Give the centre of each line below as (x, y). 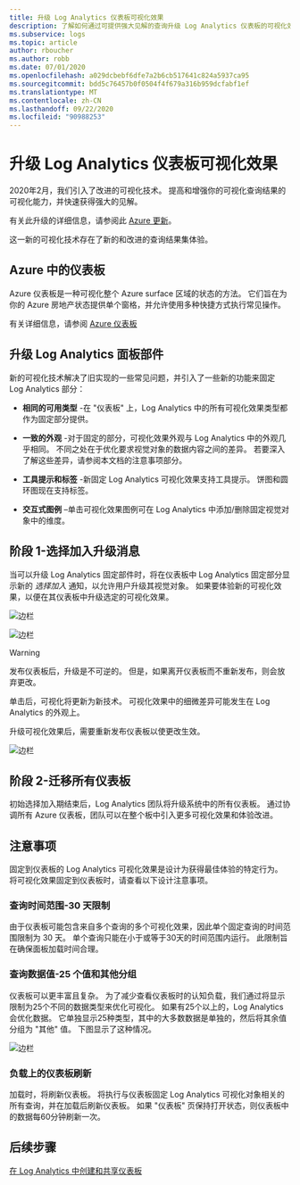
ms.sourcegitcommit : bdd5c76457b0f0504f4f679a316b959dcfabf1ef (129, 84)
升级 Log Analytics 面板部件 (87, 355)
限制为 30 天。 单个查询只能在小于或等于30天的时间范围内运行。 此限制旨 (152, 938)
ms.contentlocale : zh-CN (55, 100)
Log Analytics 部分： (47, 388)
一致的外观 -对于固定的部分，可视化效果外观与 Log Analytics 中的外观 (150, 437)
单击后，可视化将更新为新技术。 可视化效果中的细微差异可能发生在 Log (140, 700)
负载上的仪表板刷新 (50, 1073)
